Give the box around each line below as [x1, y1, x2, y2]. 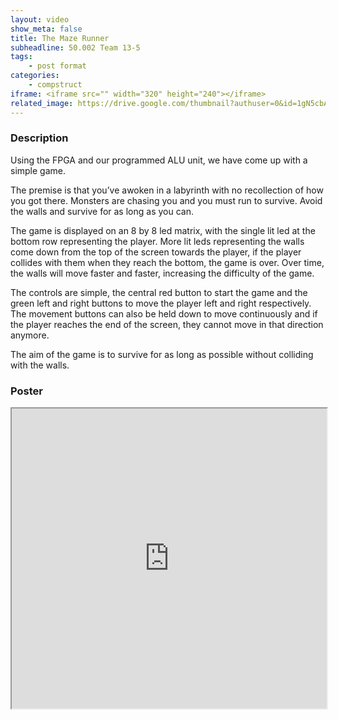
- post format [28, 61, 87, 71]
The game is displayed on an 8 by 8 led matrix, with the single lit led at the [10, 224, 316, 236]
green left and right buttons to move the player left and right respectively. [10, 297, 312, 309]
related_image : [10, 98, 74, 108]
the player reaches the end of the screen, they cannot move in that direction [10, 318, 324, 330]
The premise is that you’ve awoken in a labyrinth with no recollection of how [10, 184, 324, 196]
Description [10, 131, 69, 145]
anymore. [10, 329, 50, 341]
